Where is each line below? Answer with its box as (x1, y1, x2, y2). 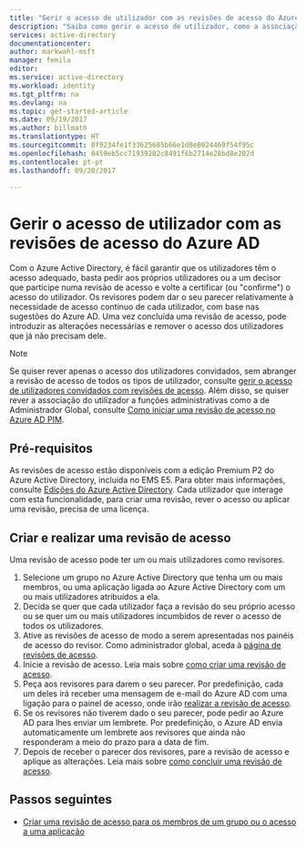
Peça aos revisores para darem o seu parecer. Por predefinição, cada (22, 678, 284, 689)
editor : (9, 65, 39, 74)
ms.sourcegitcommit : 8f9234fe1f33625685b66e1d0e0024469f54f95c (9, 140, 255, 150)
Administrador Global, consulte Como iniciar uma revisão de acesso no (9, 405, 276, 416)
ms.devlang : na (9, 98, 67, 108)
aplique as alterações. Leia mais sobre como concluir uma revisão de (22, 756, 282, 767)
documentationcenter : (9, 38, 92, 48)
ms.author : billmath (9, 124, 88, 133)
